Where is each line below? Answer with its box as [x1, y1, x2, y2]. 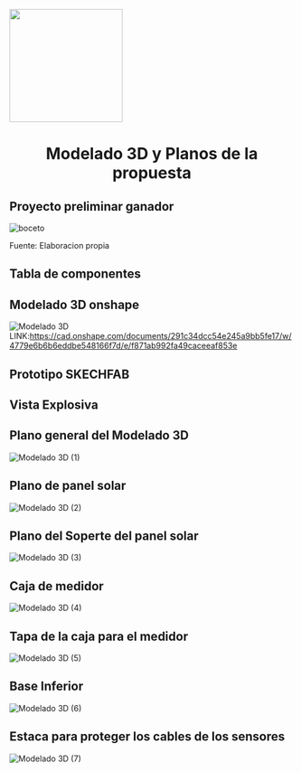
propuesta [112, 163, 192, 184]
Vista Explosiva [9, 397, 99, 412]
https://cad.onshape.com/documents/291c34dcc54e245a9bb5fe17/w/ [29, 331, 292, 342]
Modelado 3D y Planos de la [45, 144, 259, 165]
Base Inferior [9, 679, 84, 694]
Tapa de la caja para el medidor [9, 628, 188, 644]
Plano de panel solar [9, 478, 127, 494]
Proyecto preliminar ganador [9, 199, 174, 214]
